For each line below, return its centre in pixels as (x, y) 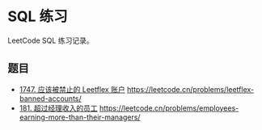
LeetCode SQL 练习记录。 (51, 40)
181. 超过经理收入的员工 (58, 108)
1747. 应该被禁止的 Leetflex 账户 (72, 89)
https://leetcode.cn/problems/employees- (169, 108)
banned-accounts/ (50, 99)
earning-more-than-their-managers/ (80, 117)
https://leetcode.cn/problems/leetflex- (191, 89)
